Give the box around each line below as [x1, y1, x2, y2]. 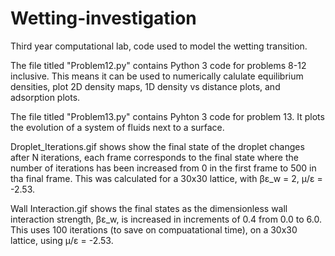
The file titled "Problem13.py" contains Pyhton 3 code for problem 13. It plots [10, 110, 325, 122]
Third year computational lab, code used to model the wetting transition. [10, 40, 308, 52]
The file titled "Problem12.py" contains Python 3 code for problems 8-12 [10, 59, 307, 71]
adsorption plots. [10, 91, 81, 103]
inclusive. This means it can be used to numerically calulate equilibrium [10, 70, 304, 82]
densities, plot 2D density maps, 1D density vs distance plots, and [10, 80, 281, 92]
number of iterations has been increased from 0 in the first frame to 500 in [10, 162, 317, 174]
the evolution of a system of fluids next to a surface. [10, 121, 225, 133]
